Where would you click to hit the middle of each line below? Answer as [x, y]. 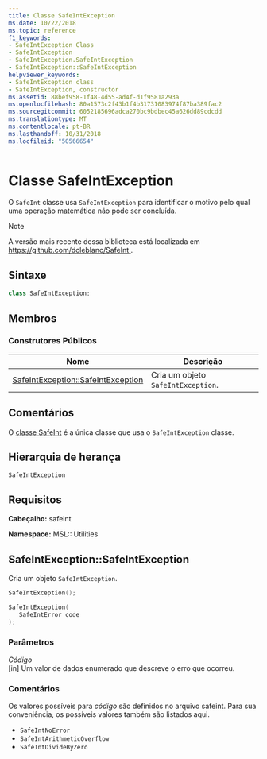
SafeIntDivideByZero [54, 748]
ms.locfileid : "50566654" [51, 141]
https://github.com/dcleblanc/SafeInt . [71, 250]
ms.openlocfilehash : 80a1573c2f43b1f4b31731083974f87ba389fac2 [115, 104]
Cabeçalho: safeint [40, 519]
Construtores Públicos [53, 341]
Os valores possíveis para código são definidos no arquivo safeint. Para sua [132, 706]
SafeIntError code [49, 614]
